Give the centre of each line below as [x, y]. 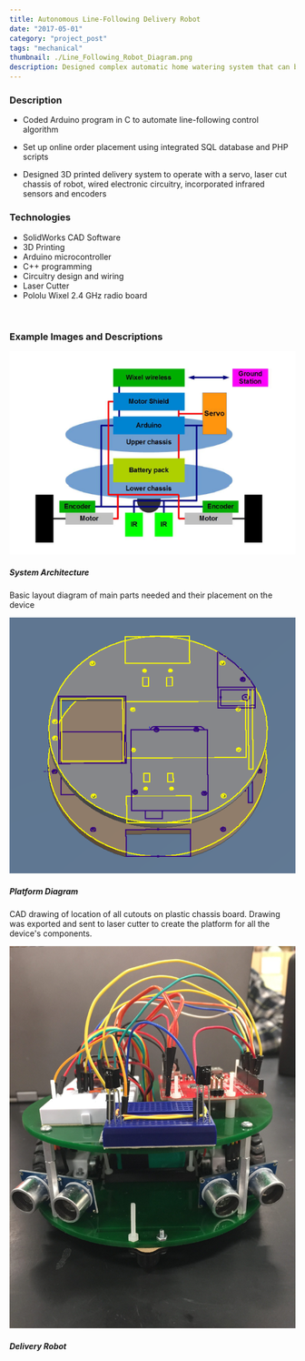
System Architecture [49, 572]
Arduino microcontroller [67, 257]
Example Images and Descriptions [86, 337]
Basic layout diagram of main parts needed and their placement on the [141, 595]
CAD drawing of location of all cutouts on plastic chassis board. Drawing [145, 913]
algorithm [40, 130]
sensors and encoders [64, 194]
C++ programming [57, 266]
